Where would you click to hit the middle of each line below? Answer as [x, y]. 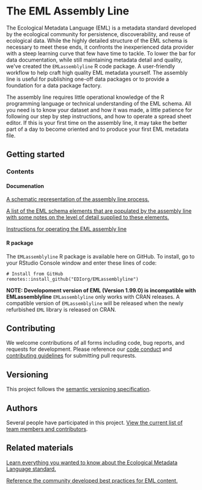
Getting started [36, 155]
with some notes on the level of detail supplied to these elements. [88, 218]
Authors [22, 408]
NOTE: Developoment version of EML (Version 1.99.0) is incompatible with [101, 290]
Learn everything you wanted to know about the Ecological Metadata [92, 462]
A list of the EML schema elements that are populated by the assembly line [99, 211]
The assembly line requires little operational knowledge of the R [85, 97]
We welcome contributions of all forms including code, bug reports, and [96, 343]
